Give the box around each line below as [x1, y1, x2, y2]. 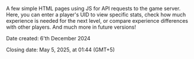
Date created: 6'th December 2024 [6, 35, 91, 41]
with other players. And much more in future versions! [6, 23, 137, 30]
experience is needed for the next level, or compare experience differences [6, 18, 189, 24]
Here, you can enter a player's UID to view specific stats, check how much [6, 11, 186, 18]
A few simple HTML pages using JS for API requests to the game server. [6, 5, 181, 12]
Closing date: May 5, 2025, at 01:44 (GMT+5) [6, 46, 115, 53]
